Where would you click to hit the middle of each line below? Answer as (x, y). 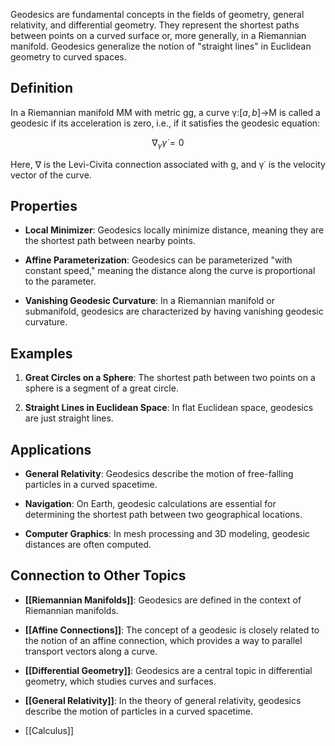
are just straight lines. (69, 418)
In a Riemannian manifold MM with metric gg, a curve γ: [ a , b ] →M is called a (165, 112)
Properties (44, 206)
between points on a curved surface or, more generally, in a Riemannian (158, 35)
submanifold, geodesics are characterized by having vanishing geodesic (174, 311)
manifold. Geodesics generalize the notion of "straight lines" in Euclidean (161, 46)
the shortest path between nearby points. (110, 241)
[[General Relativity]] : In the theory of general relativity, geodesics (163, 700)
